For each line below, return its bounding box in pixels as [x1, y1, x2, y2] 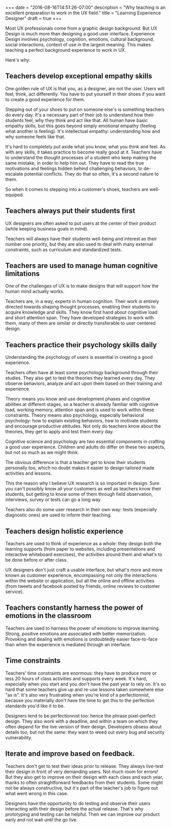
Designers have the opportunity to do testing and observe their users [5, 800, 151, 806]
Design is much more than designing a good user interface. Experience [5, 31, 155, 36]
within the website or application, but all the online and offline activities [5, 577, 155, 584]
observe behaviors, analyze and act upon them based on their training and [5, 380, 162, 387]
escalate [5, 170, 23, 177]
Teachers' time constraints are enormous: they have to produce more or [5, 670, 157, 676]
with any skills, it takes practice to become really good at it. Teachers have [5, 149, 162, 155]
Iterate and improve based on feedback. [5, 749, 135, 758]
